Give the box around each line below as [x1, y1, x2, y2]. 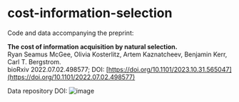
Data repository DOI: [7, 86, 68, 95]
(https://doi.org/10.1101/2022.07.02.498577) [7, 73, 136, 81]
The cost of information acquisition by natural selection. [7, 42, 178, 51]
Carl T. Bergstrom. [7, 57, 62, 66]
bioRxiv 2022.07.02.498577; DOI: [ [7, 65, 109, 73]
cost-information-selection [7, 5, 173, 21]
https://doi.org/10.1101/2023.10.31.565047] [108, 65, 232, 73]
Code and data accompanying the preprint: [7, 29, 134, 37]
